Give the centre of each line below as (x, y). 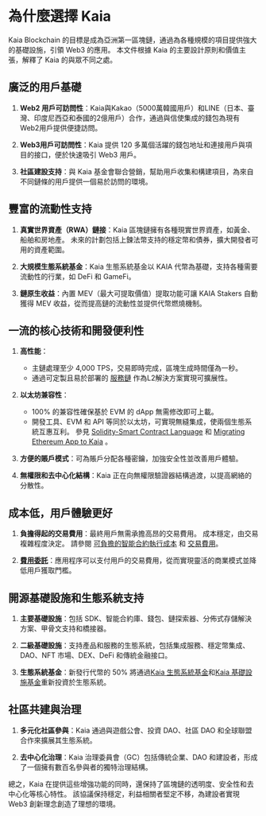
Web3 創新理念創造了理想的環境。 (64, 803)
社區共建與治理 (45, 710)
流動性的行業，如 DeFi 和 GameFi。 (77, 276)
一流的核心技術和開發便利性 (76, 330)
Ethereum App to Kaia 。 (72, 441)
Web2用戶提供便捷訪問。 (61, 127)
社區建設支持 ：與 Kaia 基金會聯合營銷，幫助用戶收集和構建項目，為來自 (137, 171)
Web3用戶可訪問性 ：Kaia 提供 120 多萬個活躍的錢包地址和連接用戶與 (133, 145)
